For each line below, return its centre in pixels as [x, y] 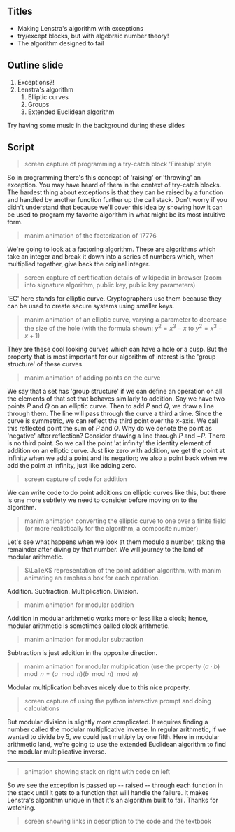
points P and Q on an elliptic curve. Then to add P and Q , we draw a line [111, 406]
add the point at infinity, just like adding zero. [72, 466]
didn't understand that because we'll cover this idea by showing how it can [115, 207]
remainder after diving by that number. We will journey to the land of [106, 550]
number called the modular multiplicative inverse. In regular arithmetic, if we [117, 729]
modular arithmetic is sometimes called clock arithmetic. [88, 626]
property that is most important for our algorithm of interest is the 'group [112, 357]
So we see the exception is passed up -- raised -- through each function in [115, 785]
